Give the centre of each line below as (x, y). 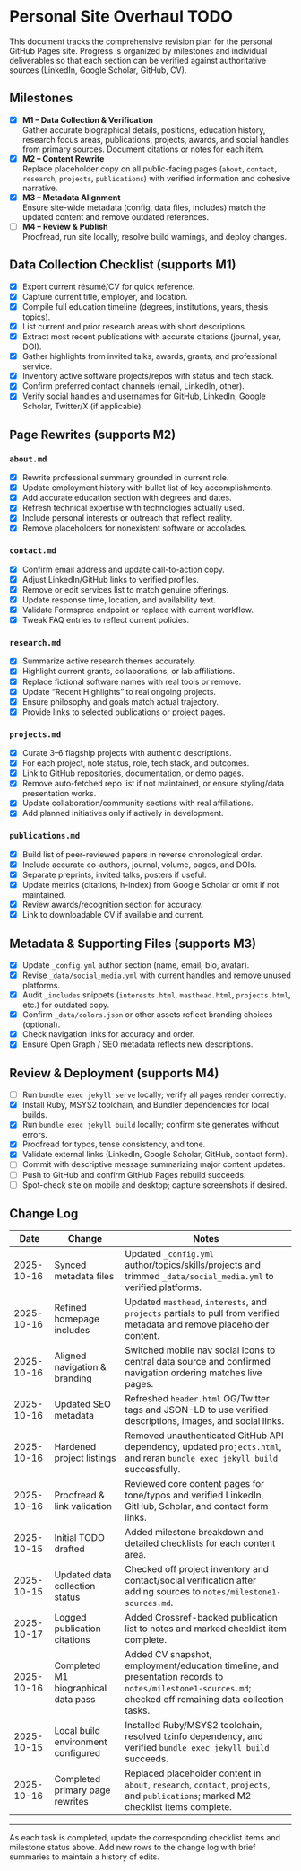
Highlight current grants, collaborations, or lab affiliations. (129, 672)
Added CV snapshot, (168, 1655)
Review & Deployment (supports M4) (114, 1073)
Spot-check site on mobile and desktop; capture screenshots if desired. (155, 1185)
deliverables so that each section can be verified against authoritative (138, 60)
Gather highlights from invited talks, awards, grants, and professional (150, 356)
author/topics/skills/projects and (193, 1265)
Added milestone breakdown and (194, 1533)
